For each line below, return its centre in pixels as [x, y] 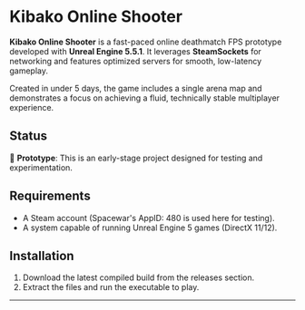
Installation [42, 256]
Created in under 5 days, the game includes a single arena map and [136, 88]
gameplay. [29, 71]
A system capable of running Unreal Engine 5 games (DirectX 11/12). [150, 228]
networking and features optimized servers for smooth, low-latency [136, 61]
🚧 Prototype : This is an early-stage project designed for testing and [136, 158]
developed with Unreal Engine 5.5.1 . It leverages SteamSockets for [135, 51]
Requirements [50, 196]
